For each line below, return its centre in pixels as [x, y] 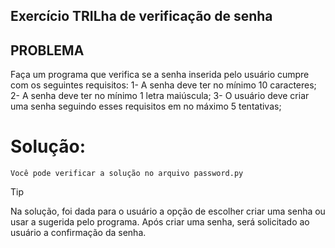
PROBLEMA [47, 50]
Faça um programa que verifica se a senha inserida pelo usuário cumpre [160, 75]
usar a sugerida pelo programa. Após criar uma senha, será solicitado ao [160, 222]
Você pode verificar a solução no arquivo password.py [127, 174]
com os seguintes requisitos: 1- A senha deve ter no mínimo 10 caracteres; [163, 85]
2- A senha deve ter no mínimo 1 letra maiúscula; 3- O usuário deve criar [160, 96]
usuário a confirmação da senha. [78, 233]
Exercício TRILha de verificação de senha [141, 16]
